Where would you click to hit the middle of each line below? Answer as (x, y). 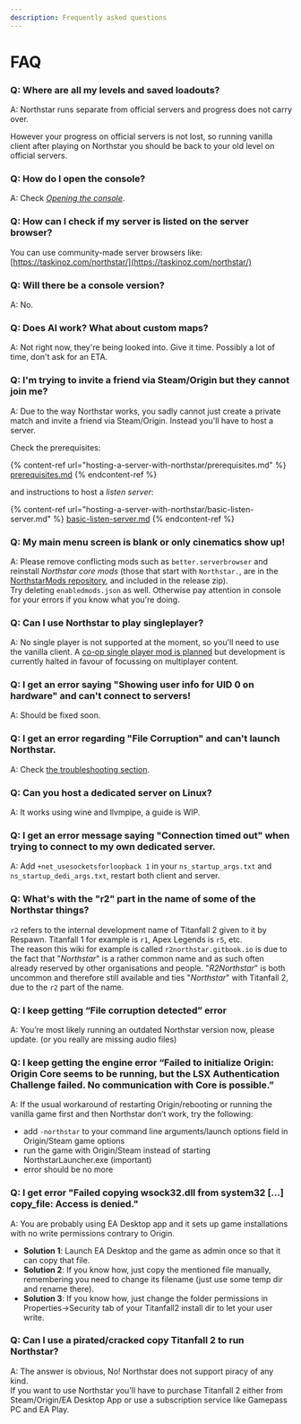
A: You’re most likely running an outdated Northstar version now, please (142, 1029)
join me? (29, 391)
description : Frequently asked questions (89, 17)
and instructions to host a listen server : (82, 492)
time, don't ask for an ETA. (59, 357)
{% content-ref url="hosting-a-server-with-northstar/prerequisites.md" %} (148, 465)
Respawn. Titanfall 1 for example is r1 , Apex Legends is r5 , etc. (126, 939)
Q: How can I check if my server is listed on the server (129, 222)
